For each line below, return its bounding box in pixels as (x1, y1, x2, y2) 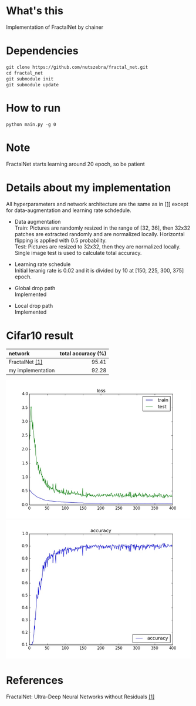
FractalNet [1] (8, 358, 43, 365)
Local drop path (14, 302, 53, 309)
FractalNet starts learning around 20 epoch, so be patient (6, 160, 145, 167)
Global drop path (14, 284, 56, 291)
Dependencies (6, 44, 79, 58)
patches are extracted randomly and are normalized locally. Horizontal (14, 230, 185, 237)
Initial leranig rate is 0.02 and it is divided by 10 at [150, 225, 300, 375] (14, 267, 184, 274)
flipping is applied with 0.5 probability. (14, 237, 107, 244)
